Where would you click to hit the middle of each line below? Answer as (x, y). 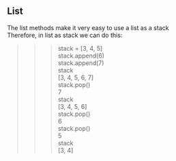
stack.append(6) (81, 55)
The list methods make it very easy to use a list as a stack (88, 27)
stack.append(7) (81, 63)
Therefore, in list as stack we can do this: (65, 35)
